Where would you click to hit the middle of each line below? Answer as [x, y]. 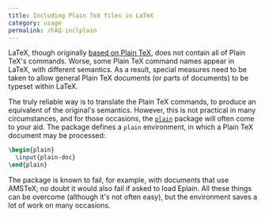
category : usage [35, 23]
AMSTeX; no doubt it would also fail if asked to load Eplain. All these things [130, 188]
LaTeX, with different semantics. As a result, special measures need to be [128, 70]
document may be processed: [57, 136]
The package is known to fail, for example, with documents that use [119, 180]
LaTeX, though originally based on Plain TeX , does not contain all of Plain [127, 53]
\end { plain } [28, 165]
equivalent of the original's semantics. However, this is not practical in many [132, 110]
